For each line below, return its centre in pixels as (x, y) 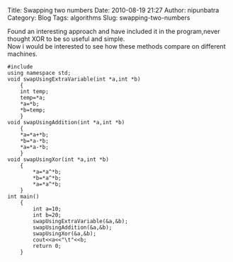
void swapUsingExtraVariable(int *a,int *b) (74, 79)
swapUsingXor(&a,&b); (65, 234)
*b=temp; (33, 110)
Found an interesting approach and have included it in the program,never (114, 31)
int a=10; (47, 209)
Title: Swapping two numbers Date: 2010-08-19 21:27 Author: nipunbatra (113, 10)
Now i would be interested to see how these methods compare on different (116, 46)
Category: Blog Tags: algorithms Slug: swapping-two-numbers (99, 18)
